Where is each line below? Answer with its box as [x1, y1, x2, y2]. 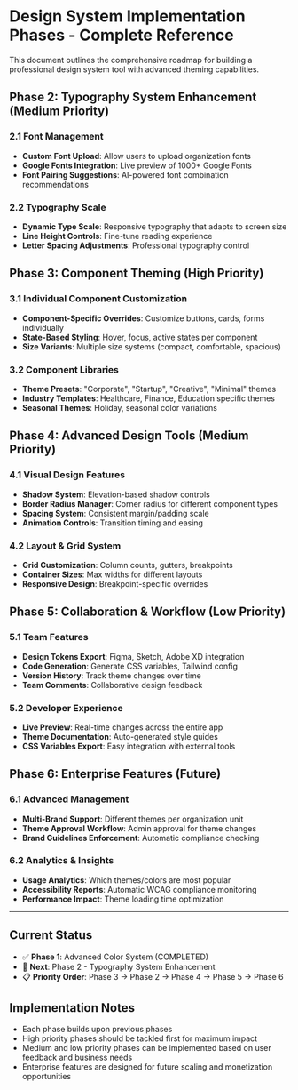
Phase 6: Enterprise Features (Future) [9, 766, 222, 781]
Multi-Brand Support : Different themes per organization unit [21, 813, 244, 824]
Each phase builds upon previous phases [21, 1024, 173, 1035]
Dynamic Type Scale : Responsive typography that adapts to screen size [21, 220, 287, 232]
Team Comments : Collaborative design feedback [21, 679, 203, 690]
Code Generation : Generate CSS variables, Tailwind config [21, 661, 238, 671]
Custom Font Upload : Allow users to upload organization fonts [21, 150, 251, 161]
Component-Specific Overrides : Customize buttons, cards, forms [21, 313, 265, 324]
